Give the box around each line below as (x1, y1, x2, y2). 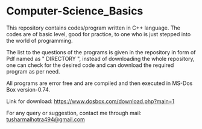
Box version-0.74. (6, 86, 50, 93)
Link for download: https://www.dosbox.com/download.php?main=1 (6, 98, 175, 105)
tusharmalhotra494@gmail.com (6, 116, 86, 123)
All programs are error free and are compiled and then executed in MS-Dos (6, 80, 193, 87)
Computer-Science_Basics (6, 4, 144, 18)
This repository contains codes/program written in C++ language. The (6, 24, 181, 31)
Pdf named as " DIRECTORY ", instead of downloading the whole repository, (6, 55, 195, 62)
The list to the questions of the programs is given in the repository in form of (6, 48, 196, 55)
